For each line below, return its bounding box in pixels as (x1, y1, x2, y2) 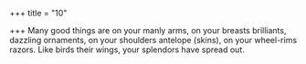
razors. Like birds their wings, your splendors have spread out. (9, 44, 245, 55)
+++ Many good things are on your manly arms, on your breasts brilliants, (9, 25, 287, 35)
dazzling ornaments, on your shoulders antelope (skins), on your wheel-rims (9, 35, 298, 45)
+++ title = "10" (9, 8, 68, 18)
